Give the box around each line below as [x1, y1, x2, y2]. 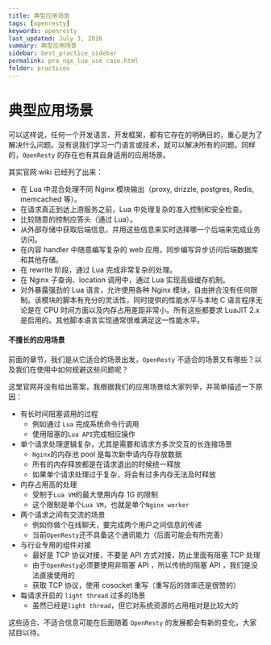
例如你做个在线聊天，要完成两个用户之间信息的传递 [31, 519, 202, 529]
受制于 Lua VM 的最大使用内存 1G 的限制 [31, 489, 159, 499]
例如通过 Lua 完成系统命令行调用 [31, 418, 140, 428]
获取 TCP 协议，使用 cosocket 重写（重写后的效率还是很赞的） [31, 580, 240, 589]
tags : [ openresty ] [8, 19, 70, 27]
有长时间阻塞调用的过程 [19, 409, 98, 418]
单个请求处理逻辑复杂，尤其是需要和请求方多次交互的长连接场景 [19, 439, 232, 448]
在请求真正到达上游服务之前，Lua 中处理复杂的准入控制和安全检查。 [19, 204, 247, 214]
